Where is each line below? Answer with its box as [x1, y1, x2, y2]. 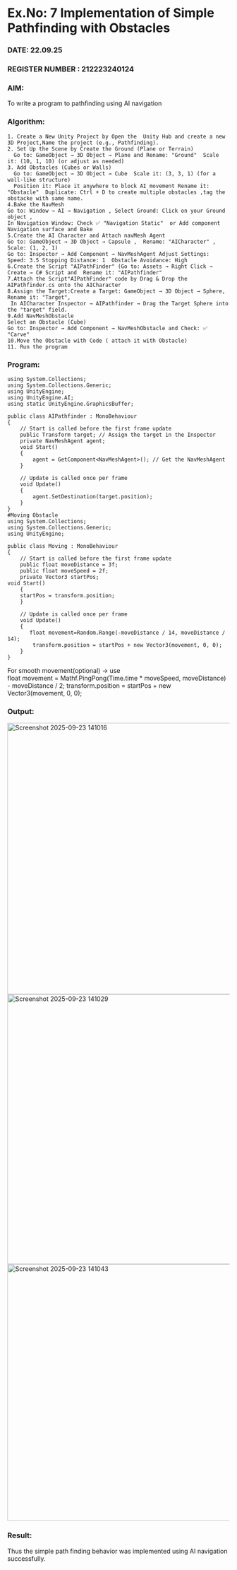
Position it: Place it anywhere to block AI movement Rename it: [13, 182, 210, 189]
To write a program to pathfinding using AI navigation [7, 99, 162, 107]
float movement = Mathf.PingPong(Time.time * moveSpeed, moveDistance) [7, 674, 226, 682]
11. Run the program [7, 343, 68, 351]
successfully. [7, 1554, 46, 1563]
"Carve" [7, 331, 30, 338]
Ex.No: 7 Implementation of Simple [7, 5, 215, 21]
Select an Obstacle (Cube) [7, 318, 87, 326]
